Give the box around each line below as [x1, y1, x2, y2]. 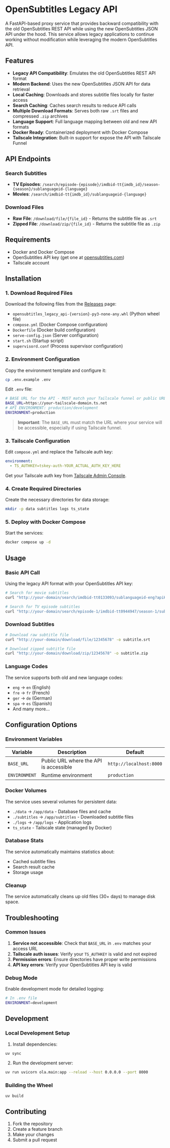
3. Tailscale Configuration [5, 437, 70, 444]
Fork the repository [12, 1121, 53, 1127]
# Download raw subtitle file [5, 632, 69, 637]
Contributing [5, 1107, 47, 1116]
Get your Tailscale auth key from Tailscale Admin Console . [5, 472, 126, 478]
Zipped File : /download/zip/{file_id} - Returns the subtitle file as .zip [12, 220, 161, 226]
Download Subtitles [5, 621, 55, 628]
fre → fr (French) [12, 690, 50, 696]
